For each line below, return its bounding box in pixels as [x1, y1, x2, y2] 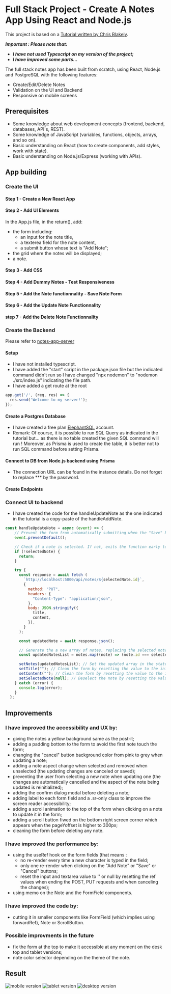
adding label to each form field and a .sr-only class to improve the [12, 795, 151, 801]
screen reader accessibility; [12, 800, 71, 807]
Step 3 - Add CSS [5, 267, 43, 273]
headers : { [27, 591, 51, 596]
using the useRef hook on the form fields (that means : [12, 852, 127, 858]
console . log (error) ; [18, 685, 63, 691]
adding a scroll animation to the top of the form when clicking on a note [12, 806, 163, 812]
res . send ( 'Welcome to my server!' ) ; [10, 397, 88, 403]
